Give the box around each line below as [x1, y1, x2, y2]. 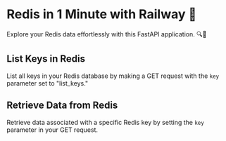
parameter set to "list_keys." [6, 79, 89, 87]
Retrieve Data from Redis [6, 100, 118, 112]
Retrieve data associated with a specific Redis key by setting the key [6, 118, 205, 126]
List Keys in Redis [6, 53, 86, 65]
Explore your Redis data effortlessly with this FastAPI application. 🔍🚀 [6, 29, 207, 38]
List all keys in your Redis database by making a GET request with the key [6, 72, 220, 80]
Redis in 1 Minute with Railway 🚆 [6, 6, 197, 22]
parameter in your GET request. [6, 126, 99, 134]
